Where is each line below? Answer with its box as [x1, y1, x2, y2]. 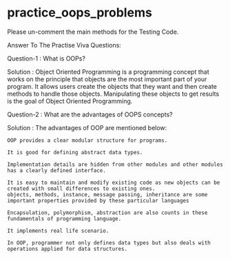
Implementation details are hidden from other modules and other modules [7, 160, 224, 168]
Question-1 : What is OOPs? [7, 54, 86, 63]
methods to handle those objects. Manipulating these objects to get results [7, 90, 220, 98]
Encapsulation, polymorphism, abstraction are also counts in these [7, 209, 208, 216]
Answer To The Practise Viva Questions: [7, 41, 122, 49]
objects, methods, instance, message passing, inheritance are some [7, 191, 208, 198]
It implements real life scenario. [7, 227, 109, 234]
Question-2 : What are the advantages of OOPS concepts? [7, 110, 174, 118]
